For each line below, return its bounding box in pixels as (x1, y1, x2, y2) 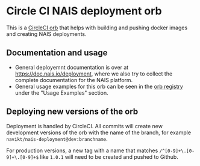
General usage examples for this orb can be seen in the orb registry (14, 83, 184, 90)
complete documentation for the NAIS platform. (14, 76, 133, 83)
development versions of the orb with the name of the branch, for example (6, 129, 192, 136)
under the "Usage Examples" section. (14, 89, 108, 96)
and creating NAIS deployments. (6, 30, 87, 37)
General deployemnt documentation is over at (14, 64, 129, 71)
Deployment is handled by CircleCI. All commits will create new (6, 122, 163, 129)
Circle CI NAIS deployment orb (6, 4, 162, 18)
